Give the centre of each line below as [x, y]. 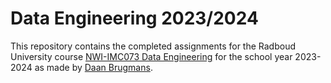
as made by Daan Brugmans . [93, 67]
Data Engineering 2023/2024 [134, 18]
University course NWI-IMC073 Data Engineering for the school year [151, 56]
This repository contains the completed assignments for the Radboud [153, 46]
